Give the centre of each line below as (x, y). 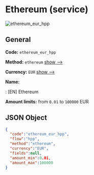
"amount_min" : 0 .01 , (30, 158)
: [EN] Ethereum (22, 92)
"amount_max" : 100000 (32, 163)
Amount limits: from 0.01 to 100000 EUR (47, 101)
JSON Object (26, 118)
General (18, 40)
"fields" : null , (26, 153)
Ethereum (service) (47, 9)
